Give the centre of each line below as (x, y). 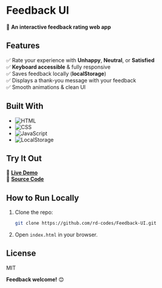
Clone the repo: (34, 212)
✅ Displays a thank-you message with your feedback (71, 80)
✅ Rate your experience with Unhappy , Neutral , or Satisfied (80, 60)
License (21, 254)
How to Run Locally (43, 198)
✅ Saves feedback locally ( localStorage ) (56, 73)
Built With (25, 106)
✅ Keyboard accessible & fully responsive (58, 67)
